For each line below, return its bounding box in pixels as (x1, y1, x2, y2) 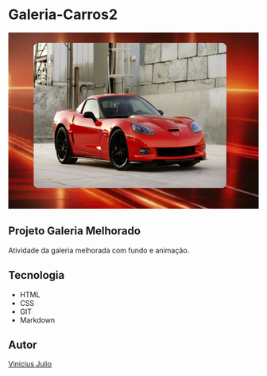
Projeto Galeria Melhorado (8, 225, 141, 238)
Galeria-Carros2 (8, 6, 118, 24)
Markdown (19, 315, 56, 324)
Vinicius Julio (8, 359, 52, 369)
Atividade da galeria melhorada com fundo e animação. (8, 245, 190, 255)
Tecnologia (8, 268, 65, 282)
